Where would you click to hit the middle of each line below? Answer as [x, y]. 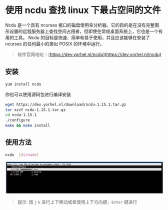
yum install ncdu [23, 84]
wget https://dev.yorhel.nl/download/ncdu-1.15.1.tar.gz [66, 104]
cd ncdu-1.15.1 [21, 115]
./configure [17, 120]
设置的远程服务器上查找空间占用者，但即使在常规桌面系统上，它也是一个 [84, 31]
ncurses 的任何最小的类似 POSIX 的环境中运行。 [55, 43]
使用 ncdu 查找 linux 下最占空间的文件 [83, 10]
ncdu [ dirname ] [22, 155]
